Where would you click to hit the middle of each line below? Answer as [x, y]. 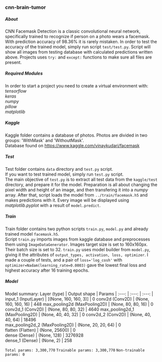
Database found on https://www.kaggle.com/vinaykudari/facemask [72, 145]
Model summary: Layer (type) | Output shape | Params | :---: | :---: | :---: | [79, 294]
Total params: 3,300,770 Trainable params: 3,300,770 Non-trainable [75, 350]
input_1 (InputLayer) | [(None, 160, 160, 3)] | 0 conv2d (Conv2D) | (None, [77, 299]
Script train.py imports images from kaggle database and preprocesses [78, 239]
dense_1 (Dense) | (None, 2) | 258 [39, 340]
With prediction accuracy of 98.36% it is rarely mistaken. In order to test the [81, 41]
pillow [11, 106]
